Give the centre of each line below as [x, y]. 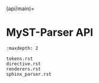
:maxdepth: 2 [22, 48]
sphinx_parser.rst [29, 74]
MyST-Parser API [50, 33]
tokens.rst [20, 59]
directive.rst [24, 64]
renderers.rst [24, 69]
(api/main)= [20, 9]
